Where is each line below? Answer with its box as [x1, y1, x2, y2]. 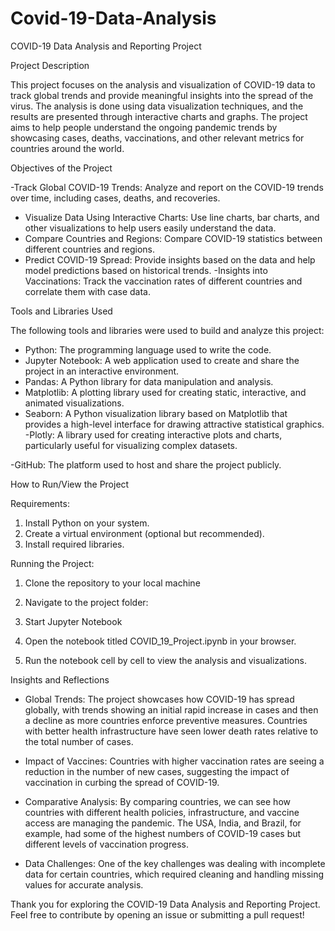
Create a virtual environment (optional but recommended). [24, 527, 265, 539]
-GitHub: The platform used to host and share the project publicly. [10, 458, 282, 471]
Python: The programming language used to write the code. [24, 343, 272, 356]
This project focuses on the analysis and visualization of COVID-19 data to [10, 78, 316, 91]
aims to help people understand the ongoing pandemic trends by [10, 121, 278, 133]
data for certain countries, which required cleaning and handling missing [24, 868, 325, 880]
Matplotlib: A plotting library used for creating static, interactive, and [24, 386, 307, 398]
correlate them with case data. [24, 285, 152, 297]
